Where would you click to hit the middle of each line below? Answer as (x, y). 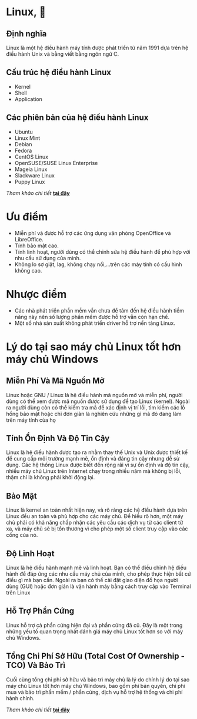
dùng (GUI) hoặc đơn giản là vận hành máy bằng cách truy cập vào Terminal (98, 586)
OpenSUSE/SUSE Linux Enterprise (56, 163)
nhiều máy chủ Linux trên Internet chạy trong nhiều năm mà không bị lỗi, (94, 471)
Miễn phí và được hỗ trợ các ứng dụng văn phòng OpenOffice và (93, 233)
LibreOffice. (29, 239)
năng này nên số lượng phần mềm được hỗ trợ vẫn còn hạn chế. (92, 317)
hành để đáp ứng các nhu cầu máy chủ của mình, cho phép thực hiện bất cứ (98, 574)
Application (29, 99)
